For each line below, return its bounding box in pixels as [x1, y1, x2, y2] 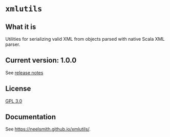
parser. [5, 41, 20, 47]
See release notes [5, 69, 44, 75]
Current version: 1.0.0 [5, 56, 77, 65]
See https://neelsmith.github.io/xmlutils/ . [5, 126, 91, 132]
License [5, 85, 31, 93]
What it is [5, 22, 36, 31]
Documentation [5, 113, 56, 121]
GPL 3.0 [5, 98, 23, 104]
